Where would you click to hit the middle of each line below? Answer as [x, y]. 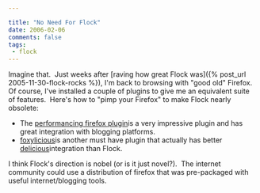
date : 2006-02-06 [37, 30]
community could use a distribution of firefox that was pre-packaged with [128, 172]
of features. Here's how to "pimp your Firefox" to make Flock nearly [120, 100]
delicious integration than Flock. [71, 149]
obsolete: [23, 108]
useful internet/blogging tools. [57, 181]
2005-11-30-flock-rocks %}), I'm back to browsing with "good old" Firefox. [130, 83]
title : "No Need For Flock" [55, 22]
